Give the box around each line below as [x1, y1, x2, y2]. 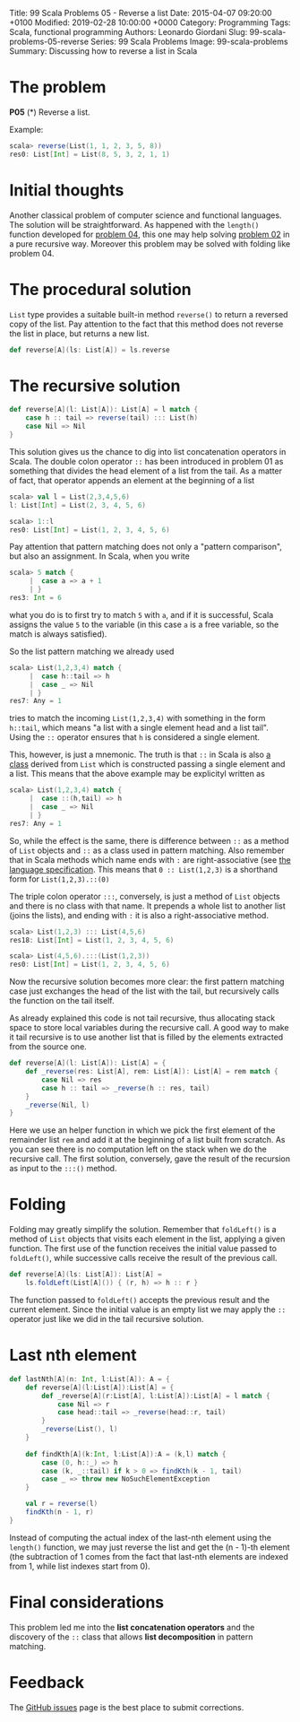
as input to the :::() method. [9, 1163, 117, 1174]
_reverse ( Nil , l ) [25, 1100, 90, 1109]
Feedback [9, 1672, 85, 1692]
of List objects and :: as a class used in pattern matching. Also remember [9, 845, 285, 856]
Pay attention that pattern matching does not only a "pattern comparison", [9, 542, 282, 552]
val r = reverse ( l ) [25, 1500, 99, 1509]
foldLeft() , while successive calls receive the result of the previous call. [9, 1253, 278, 1264]
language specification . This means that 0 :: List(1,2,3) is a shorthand [9, 864, 279, 874]
